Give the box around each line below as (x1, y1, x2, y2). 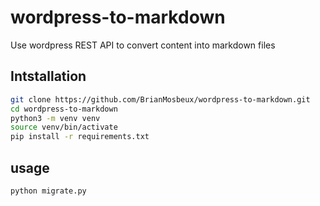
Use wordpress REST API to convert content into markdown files (10, 39, 276, 51)
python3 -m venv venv (10, 113, 101, 123)
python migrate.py (10, 186, 87, 196)
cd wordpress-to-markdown (10, 104, 118, 114)
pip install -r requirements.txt (10, 132, 150, 142)
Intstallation (10, 68, 87, 85)
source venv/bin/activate (10, 122, 118, 133)
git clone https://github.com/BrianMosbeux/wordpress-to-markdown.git (10, 94, 311, 105)
